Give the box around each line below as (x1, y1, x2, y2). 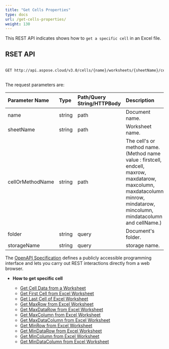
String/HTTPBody (77, 100, 121, 107)
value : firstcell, (125, 156, 162, 163)
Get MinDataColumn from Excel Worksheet (20, 338, 109, 344)
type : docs (5, 12, 28, 17)
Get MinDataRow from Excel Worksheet (20, 328, 102, 334)
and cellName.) (125, 219, 162, 226)
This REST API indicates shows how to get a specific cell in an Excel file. (5, 35, 161, 41)
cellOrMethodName (8, 178, 54, 185)
